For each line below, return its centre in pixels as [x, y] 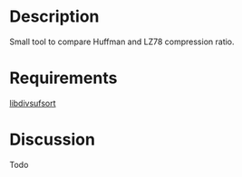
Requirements [63, 78]
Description [54, 17]
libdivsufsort [33, 103]
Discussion [52, 140]
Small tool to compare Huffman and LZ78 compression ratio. [122, 42]
